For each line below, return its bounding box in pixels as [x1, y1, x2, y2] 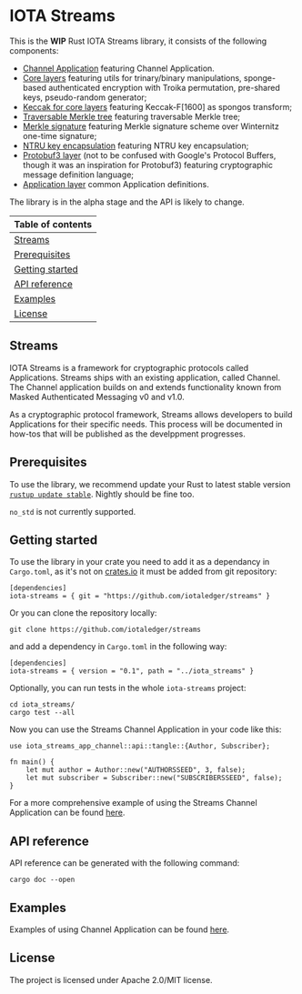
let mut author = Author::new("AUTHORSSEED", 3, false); [25, 766, 247, 775]
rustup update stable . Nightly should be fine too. [9, 488, 195, 499]
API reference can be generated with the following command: [9, 858, 240, 868]
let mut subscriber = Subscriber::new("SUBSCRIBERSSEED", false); [25, 774, 283, 783]
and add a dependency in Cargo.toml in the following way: [9, 641, 227, 652]
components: [9, 45, 59, 55]
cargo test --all [9, 708, 75, 718]
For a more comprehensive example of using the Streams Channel [9, 798, 257, 808]
